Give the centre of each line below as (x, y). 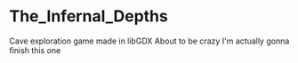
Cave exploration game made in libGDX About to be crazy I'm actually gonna (149, 41)
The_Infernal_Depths (89, 16)
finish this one (35, 50)
